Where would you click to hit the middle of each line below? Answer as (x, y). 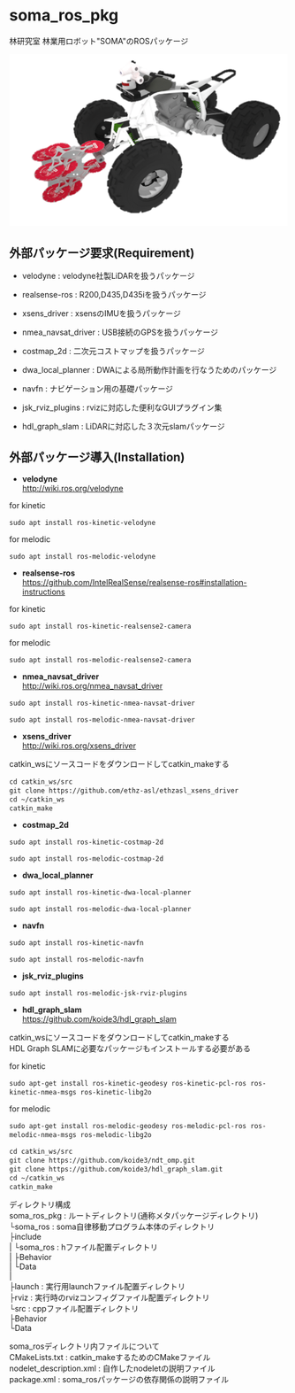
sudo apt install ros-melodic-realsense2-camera (100, 661)
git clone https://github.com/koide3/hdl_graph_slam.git (116, 1170)
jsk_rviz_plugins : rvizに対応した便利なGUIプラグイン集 (122, 407)
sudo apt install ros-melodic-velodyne (83, 557)
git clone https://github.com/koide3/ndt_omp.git (102, 1161)
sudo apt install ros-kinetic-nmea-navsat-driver (102, 704)
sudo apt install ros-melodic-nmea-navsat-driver (102, 720)
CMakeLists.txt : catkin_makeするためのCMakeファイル (110, 1358)
